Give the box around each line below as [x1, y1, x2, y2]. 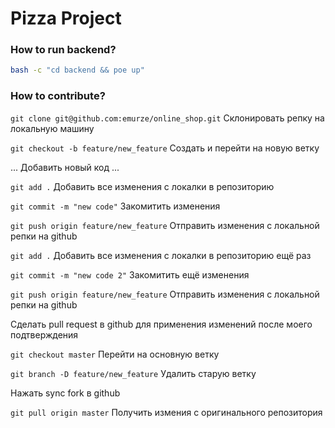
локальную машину [10, 122, 95, 134]
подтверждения [10, 328, 79, 341]
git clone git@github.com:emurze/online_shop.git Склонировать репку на [10, 112, 325, 124]
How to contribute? [10, 89, 106, 103]
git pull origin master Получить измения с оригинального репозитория [10, 406, 323, 418]
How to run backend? [10, 43, 117, 57]
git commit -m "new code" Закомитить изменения [10, 200, 221, 212]
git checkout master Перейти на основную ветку [10, 348, 220, 360]
